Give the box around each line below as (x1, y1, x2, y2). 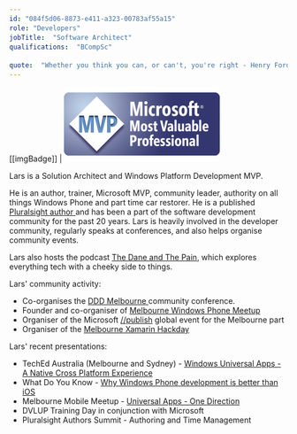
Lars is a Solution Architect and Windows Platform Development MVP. (9, 171, 263, 181)
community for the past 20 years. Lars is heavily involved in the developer (9, 216, 278, 226)
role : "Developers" (9, 23, 81, 33)
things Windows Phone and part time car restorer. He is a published (9, 198, 255, 207)
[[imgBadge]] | (9, 153, 63, 164)
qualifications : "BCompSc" (9, 43, 113, 51)
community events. (9, 235, 80, 245)
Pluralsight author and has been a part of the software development (9, 206, 256, 217)
